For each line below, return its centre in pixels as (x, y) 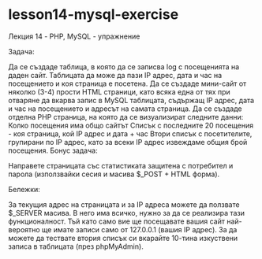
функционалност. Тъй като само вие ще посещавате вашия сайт (116, 221)
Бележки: (24, 189)
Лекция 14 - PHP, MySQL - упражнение (74, 36)
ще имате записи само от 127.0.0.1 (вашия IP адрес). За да (140, 229)
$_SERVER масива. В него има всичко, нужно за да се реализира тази (127, 213)
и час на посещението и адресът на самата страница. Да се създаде (125, 109)
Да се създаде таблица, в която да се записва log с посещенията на (124, 67)
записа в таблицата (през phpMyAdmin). (76, 246)
